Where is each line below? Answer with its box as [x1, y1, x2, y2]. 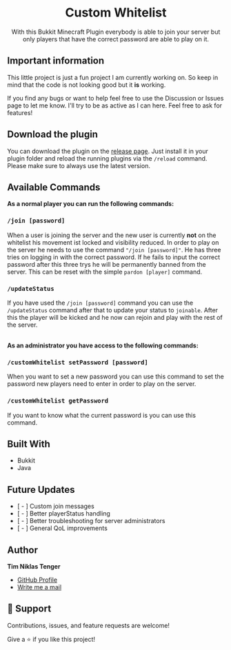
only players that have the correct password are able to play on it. [23, 34, 209, 43]
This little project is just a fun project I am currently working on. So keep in [7, 73, 219, 81]
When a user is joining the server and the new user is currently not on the [7, 231, 217, 239]
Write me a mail [17, 583, 62, 591]
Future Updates [7, 484, 75, 496]
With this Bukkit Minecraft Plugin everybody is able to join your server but [11, 28, 221, 36]
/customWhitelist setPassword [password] [7, 358, 148, 366]
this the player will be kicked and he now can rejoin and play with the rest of [7, 313, 223, 321]
